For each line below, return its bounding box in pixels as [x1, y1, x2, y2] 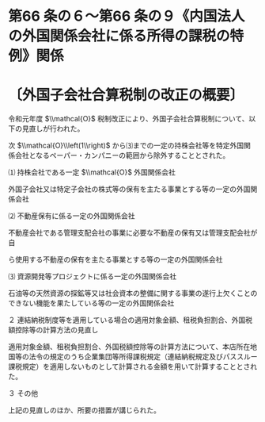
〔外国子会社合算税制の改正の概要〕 [8, 86, 244, 104]
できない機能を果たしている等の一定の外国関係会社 [8, 298, 175, 308]
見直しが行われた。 [21, 124, 85, 133]
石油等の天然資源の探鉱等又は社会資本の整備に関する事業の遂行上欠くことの [8, 289, 258, 298]
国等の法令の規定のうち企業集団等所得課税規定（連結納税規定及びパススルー [8, 352, 258, 362]
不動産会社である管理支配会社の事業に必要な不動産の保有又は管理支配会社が [8, 228, 258, 238]
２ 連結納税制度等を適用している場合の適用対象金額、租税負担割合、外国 [8, 315, 246, 325]
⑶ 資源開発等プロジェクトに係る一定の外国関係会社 [8, 271, 176, 282]
